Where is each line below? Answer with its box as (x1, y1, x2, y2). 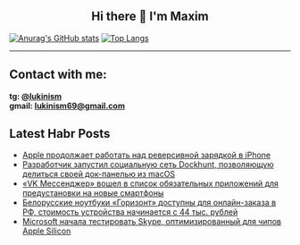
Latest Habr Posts (9, 126, 111, 141)
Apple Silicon (21, 225, 71, 237)
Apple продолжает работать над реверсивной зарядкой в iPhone (21, 149, 271, 161)
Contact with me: (9, 67, 107, 82)
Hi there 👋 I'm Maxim (91, 9, 209, 24)
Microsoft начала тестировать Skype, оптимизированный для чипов (21, 216, 281, 227)
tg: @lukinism (9, 90, 62, 101)
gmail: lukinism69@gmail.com (9, 100, 125, 111)
